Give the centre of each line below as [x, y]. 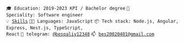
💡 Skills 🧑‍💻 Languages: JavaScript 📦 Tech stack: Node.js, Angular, [92, 21]
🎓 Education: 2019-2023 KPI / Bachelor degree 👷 [68, 8]
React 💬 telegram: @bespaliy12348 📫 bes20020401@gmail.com [80, 34]
